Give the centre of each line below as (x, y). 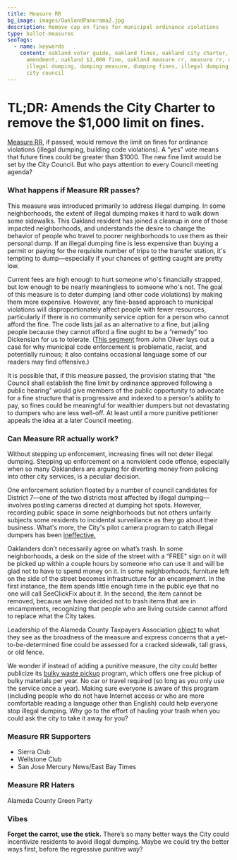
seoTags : (20, 40)
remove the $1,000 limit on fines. (106, 122)
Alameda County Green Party (50, 800)
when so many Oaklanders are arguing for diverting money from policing (113, 469)
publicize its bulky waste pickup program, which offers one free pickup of (114, 673)
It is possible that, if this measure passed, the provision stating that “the (111, 375)
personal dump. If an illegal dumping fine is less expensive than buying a (113, 243)
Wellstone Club (39, 759)
